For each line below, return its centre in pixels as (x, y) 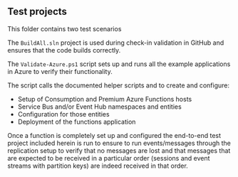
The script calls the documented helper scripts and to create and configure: (119, 85)
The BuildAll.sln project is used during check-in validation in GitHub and (116, 43)
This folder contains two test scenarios (64, 28)
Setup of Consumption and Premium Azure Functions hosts (105, 99)
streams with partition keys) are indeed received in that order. (98, 166)
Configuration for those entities (63, 114)
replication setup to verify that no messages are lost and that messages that (119, 150)
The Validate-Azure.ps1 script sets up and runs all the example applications (119, 64)
